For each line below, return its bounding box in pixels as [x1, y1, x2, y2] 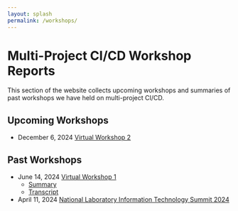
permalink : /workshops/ [7, 17, 78, 24]
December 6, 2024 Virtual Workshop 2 [17, 133, 131, 142]
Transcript [28, 188, 59, 196]
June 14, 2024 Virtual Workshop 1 [17, 173, 117, 181]
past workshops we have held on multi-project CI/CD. [7, 94, 165, 102]
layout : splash [7, 10, 53, 18]
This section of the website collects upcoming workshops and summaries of [7, 86, 231, 94]
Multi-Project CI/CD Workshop [7, 48, 192, 64]
